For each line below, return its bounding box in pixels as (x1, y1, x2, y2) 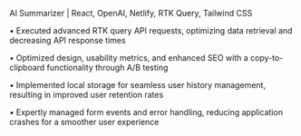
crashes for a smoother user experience (9, 117, 160, 127)
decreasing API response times (9, 35, 126, 45)
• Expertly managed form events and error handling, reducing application (9, 107, 284, 117)
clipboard (9, 63, 45, 73)
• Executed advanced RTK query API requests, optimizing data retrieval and (9, 25, 293, 35)
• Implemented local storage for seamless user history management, (9, 80, 266, 90)
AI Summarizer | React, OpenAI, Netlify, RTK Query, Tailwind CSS (9, 8, 253, 18)
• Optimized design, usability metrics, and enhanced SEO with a (9, 53, 249, 63)
